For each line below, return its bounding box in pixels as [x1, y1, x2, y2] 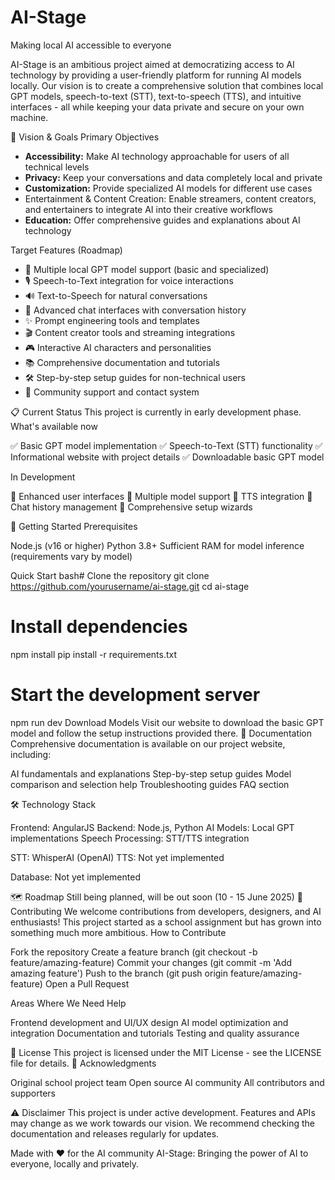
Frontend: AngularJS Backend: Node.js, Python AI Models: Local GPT [10, 821, 295, 833]
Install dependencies [10, 616, 188, 638]
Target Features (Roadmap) [10, 244, 123, 256]
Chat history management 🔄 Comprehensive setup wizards [10, 501, 253, 513]
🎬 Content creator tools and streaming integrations [24, 326, 236, 338]
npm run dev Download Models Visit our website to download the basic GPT [10, 716, 325, 728]
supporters [10, 1087, 56, 1099]
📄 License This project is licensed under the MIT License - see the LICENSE [10, 1046, 322, 1058]
